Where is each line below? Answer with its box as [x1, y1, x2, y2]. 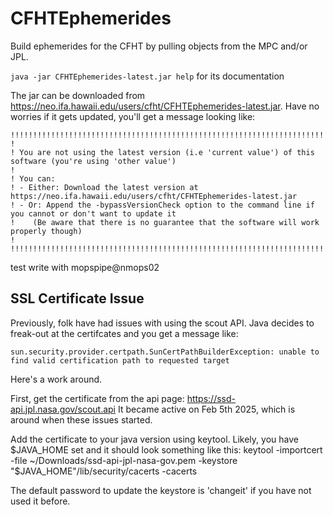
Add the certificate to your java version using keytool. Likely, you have [10, 433, 299, 445]
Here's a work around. [10, 373, 103, 385]
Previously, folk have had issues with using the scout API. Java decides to [10, 317, 315, 329]
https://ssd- [186, 392, 236, 404]
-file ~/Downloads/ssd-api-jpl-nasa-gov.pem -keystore [10, 454, 238, 466]
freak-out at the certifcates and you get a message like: [10, 327, 239, 339]
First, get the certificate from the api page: [10, 392, 185, 404]
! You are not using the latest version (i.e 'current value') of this [10, 147, 315, 157]
